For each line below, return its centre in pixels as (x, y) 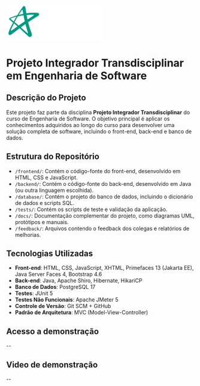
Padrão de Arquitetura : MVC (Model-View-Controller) (81, 312)
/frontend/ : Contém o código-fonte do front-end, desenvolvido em (98, 171)
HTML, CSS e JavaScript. (46, 177)
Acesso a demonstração (53, 331)
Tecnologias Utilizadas (50, 253)
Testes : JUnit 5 (34, 293)
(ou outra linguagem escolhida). (54, 190)
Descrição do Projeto (46, 98)
